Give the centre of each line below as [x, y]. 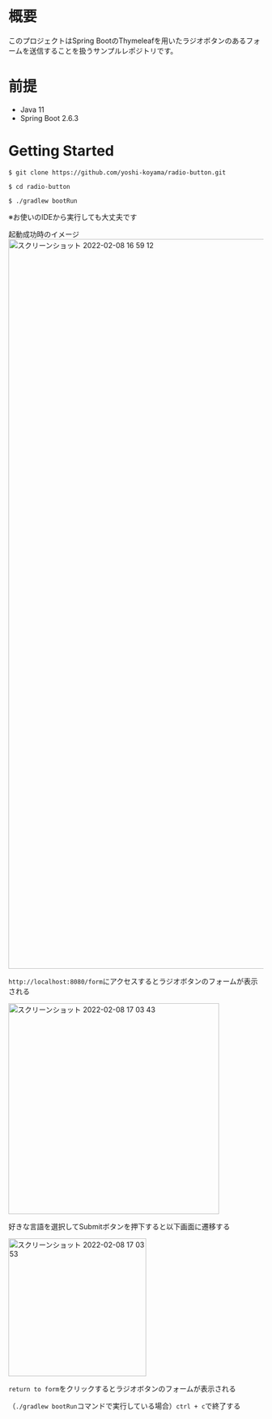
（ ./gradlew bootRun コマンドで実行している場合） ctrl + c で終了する [125, 1406]
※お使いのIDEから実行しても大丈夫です [73, 216]
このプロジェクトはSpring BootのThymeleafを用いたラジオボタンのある [127, 41]
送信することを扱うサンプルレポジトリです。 [104, 50]
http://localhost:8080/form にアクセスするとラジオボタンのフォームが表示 [133, 981]
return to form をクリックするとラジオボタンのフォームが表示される [122, 1388]
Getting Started [62, 151]
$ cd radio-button [39, 186]
